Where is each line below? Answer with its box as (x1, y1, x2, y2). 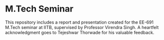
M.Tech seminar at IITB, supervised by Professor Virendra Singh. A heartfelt (5, 24, 159, 30)
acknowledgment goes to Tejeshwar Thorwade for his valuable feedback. (5, 29, 155, 35)
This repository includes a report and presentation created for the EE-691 (5, 19, 154, 25)
